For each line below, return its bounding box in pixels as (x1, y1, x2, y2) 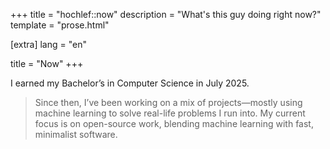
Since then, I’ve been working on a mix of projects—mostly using (34, 97, 303, 108)
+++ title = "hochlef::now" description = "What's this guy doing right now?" (10, 9, 322, 20)
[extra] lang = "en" (10, 39, 87, 50)
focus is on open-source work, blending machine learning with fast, (34, 118, 314, 129)
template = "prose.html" (10, 19, 110, 31)
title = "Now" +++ (10, 58, 84, 69)
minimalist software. (34, 129, 118, 140)
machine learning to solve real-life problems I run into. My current (34, 107, 306, 119)
